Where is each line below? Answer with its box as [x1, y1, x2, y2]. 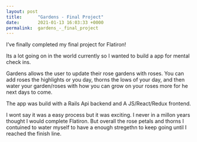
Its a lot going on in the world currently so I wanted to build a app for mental [6, 52, 190, 59]
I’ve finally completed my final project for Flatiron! [6, 41, 126, 48]
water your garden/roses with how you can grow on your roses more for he [6, 83, 188, 90]
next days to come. [6, 89, 53, 96]
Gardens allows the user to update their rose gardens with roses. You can [6, 70, 184, 77]
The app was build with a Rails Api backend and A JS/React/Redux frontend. [6, 100, 191, 107]
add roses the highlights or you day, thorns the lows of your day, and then [6, 76, 185, 83]
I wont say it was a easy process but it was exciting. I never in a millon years [6, 111, 191, 119]
